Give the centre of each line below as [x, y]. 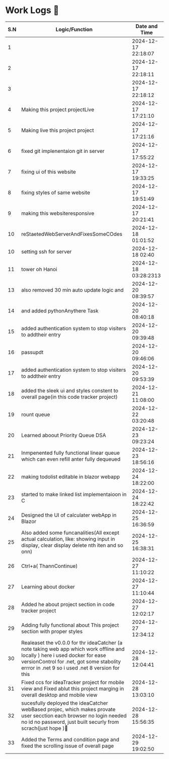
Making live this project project [57, 130]
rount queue [35, 414]
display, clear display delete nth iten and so [72, 545]
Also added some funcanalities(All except [70, 533]
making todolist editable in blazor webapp [70, 476]
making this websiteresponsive [58, 213]
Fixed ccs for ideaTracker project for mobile [73, 682]
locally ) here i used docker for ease [64, 655]
